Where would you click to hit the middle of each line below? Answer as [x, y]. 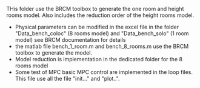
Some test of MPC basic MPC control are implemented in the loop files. [104, 72]
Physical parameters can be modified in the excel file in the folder [97, 27]
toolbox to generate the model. [54, 53]
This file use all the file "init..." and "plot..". [67, 79]
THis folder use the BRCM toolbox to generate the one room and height [95, 9]
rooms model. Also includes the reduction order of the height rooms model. [100, 15]
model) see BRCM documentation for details [70, 40]
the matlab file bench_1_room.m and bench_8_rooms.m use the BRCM [102, 46]
